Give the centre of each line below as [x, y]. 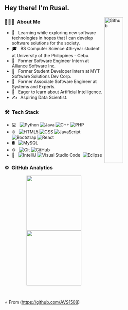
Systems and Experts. [34, 86]
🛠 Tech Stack [22, 112]
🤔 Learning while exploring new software [54, 32]
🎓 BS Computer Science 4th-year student [56, 48]
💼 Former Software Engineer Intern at [50, 61]
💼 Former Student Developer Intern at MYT [56, 71]
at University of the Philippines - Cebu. [50, 55]
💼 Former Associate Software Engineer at [54, 81]
